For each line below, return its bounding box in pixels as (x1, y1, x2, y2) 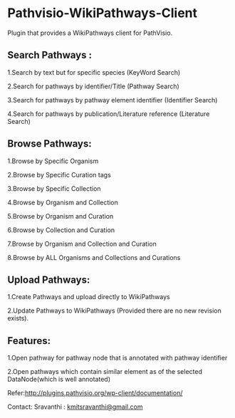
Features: (7, 335, 51, 347)
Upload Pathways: (7, 273, 90, 286)
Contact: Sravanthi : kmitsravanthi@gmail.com (7, 402, 143, 411)
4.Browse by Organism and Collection (7, 198, 119, 207)
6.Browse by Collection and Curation (7, 226, 115, 234)
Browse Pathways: (7, 137, 93, 150)
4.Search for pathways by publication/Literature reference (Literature (7, 109, 210, 118)
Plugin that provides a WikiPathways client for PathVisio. (7, 28, 173, 37)
